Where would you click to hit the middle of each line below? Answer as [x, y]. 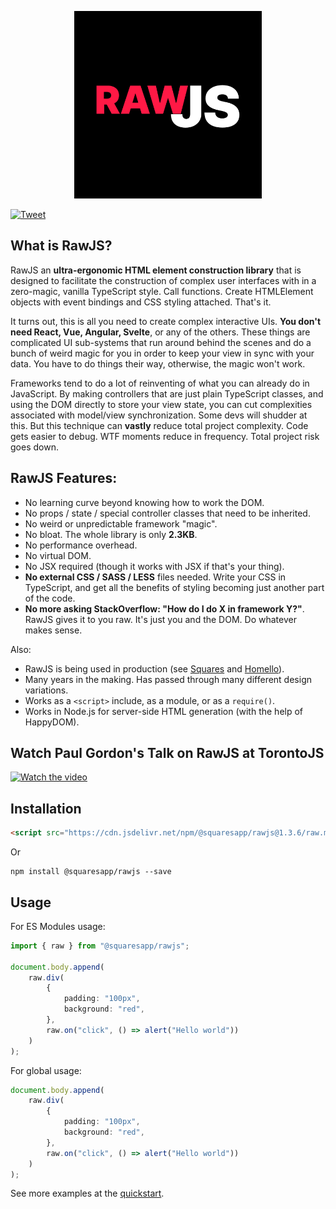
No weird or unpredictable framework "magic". [121, 523]
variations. [46, 690]
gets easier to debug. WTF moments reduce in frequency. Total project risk [165, 436]
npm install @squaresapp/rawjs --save [91, 872]
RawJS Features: [64, 478]
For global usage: [46, 1070]
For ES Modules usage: [58, 926]
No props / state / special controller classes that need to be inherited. [167, 513]
